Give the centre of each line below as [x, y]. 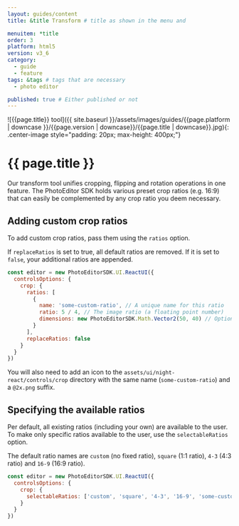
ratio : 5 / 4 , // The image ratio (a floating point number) [131, 312]
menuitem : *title [33, 33]
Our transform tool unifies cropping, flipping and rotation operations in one [117, 183]
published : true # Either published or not [73, 99]
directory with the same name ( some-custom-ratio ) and [150, 380]
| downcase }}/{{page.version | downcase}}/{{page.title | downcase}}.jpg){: [118, 127]
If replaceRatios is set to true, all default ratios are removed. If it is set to [113, 252]
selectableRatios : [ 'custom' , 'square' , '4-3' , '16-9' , [111, 496]
